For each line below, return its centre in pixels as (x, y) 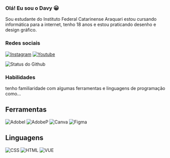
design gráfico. (21, 30)
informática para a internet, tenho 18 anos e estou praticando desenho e (81, 24)
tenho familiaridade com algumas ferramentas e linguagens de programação (85, 88)
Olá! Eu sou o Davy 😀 (32, 8)
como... (13, 93)
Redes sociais (23, 43)
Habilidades (20, 77)
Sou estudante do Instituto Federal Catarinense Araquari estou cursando (81, 19)
